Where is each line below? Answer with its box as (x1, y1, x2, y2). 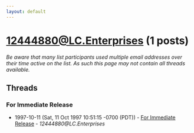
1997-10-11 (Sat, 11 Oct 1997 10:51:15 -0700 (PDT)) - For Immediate (14, 114, 176, 121)
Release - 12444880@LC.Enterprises (14, 120, 105, 127)
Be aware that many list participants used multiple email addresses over (6, 54, 183, 61)
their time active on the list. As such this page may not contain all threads (6, 59, 186, 66)
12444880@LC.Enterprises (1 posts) (6, 34, 189, 47)
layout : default (6, 8, 46, 15)
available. (6, 66, 31, 73)
